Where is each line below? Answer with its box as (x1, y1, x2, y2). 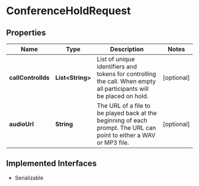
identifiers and (97, 63, 137, 70)
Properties (6, 28, 46, 38)
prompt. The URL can (97, 124, 156, 132)
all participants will (97, 84, 149, 93)
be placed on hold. (97, 92, 149, 100)
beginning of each (97, 116, 148, 125)
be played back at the (97, 109, 157, 117)
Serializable (14, 174, 44, 181)
